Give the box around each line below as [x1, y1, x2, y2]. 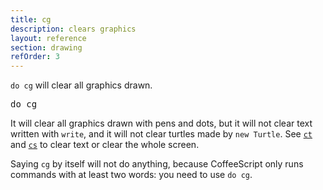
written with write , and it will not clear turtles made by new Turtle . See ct [10, 128, 313, 140]
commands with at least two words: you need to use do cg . [10, 169, 253, 181]
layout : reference [10, 33, 87, 43]
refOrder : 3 [10, 52, 60, 62]
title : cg [10, 14, 52, 25]
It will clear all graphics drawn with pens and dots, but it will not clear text [10, 117, 313, 130]
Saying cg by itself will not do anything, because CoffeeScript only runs [10, 158, 304, 170]
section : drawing [10, 42, 83, 53]
